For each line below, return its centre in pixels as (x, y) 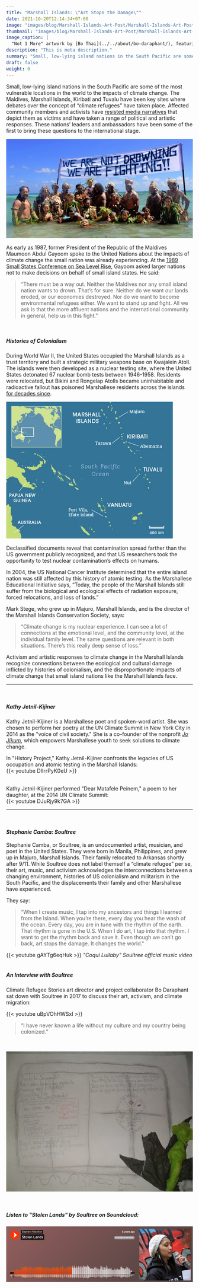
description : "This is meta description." (59, 50)
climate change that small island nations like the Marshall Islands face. (92, 676)
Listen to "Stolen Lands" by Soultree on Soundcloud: (73, 1214)
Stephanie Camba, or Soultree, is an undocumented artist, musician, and (94, 845)
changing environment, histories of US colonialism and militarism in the (93, 876)
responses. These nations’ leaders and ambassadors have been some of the (99, 124)
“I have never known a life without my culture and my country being (103, 1025)
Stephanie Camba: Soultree (41, 832)
